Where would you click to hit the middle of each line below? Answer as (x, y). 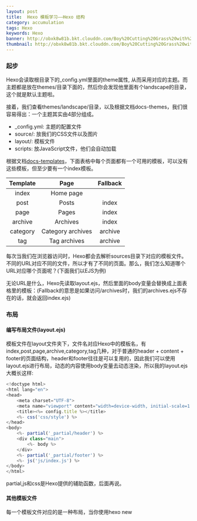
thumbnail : (19, 45)
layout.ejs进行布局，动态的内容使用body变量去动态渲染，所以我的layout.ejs (97, 366)
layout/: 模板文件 (35, 141)
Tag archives (67, 241)
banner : (16, 39)
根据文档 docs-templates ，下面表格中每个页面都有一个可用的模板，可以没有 (97, 161)
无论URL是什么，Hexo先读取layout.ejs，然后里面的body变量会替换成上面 (94, 283)
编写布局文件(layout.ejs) (36, 330)
